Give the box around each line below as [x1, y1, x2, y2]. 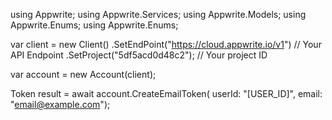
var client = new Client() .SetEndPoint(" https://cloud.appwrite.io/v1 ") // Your [10, 39, 322, 50]
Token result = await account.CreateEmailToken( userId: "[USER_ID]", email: [10, 88, 323, 99]
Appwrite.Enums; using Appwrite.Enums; [10, 19, 179, 31]
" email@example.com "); [10, 99, 111, 110]
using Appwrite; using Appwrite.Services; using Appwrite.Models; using [10, 9, 307, 20]
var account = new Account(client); [10, 69, 157, 80]
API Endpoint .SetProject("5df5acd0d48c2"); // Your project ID [10, 49, 268, 61]
